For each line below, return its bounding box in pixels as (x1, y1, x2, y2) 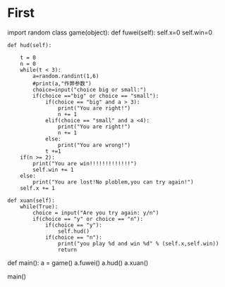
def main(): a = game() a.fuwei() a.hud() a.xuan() (7, 258, 149, 267)
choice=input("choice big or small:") (32, 86, 147, 93)
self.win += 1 (32, 166, 74, 173)
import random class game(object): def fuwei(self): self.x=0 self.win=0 (7, 28, 213, 37)
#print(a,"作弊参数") (32, 79, 92, 87)
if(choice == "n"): (44, 234, 102, 241)
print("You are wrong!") (57, 141, 131, 148)
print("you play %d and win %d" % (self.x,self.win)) (57, 240, 219, 247)
